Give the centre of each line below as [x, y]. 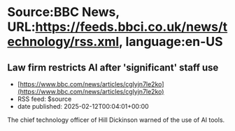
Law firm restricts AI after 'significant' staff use [113, 67]
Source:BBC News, [64, 12]
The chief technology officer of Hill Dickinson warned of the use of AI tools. [116, 120]
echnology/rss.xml [63, 42]
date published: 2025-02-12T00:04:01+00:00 [83, 106]
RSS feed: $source [44, 99]
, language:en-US [171, 42]
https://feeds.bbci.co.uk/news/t [131, 27]
